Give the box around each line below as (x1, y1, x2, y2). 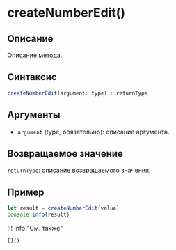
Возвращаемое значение (7, 148, 124, 159)
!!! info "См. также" (7, 224, 63, 232)
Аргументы (7, 109, 61, 121)
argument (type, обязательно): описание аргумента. (17, 127, 170, 136)
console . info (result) (7, 211, 70, 218)
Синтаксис (7, 71, 57, 83)
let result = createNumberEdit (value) (7, 205, 120, 212)
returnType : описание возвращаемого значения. (7, 166, 151, 175)
